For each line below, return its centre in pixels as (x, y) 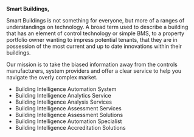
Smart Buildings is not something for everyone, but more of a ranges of (95, 20)
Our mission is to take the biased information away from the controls (92, 64)
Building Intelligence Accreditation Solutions (70, 128)
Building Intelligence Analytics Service (63, 95)
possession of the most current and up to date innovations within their (94, 46)
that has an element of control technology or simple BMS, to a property (95, 33)
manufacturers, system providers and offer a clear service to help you (94, 71)
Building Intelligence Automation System (66, 89)
